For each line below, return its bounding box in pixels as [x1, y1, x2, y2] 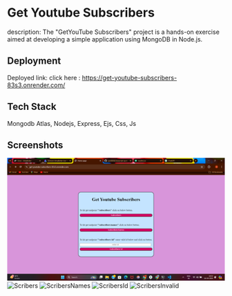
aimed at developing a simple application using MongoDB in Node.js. [7, 35, 203, 43]
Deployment [7, 55, 61, 67]
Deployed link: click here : [7, 73, 81, 82]
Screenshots [7, 139, 64, 151]
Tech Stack [7, 101, 57, 113]
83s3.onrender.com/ [7, 81, 66, 89]
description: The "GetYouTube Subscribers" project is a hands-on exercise [7, 28, 220, 36]
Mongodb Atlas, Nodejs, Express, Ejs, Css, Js [7, 119, 137, 127]
